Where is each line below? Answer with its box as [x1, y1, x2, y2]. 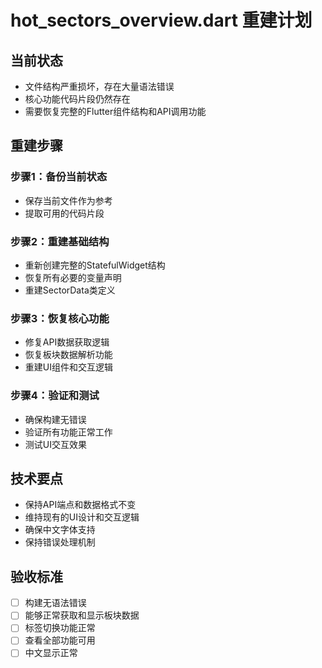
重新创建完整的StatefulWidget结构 [24, 259, 166, 271]
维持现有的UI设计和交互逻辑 [24, 511, 140, 523]
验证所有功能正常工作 [24, 426, 113, 438]
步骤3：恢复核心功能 [10, 311, 110, 325]
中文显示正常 [24, 647, 78, 659]
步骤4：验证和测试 [10, 389, 100, 403]
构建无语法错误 [24, 597, 87, 609]
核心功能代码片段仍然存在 [24, 93, 131, 105]
